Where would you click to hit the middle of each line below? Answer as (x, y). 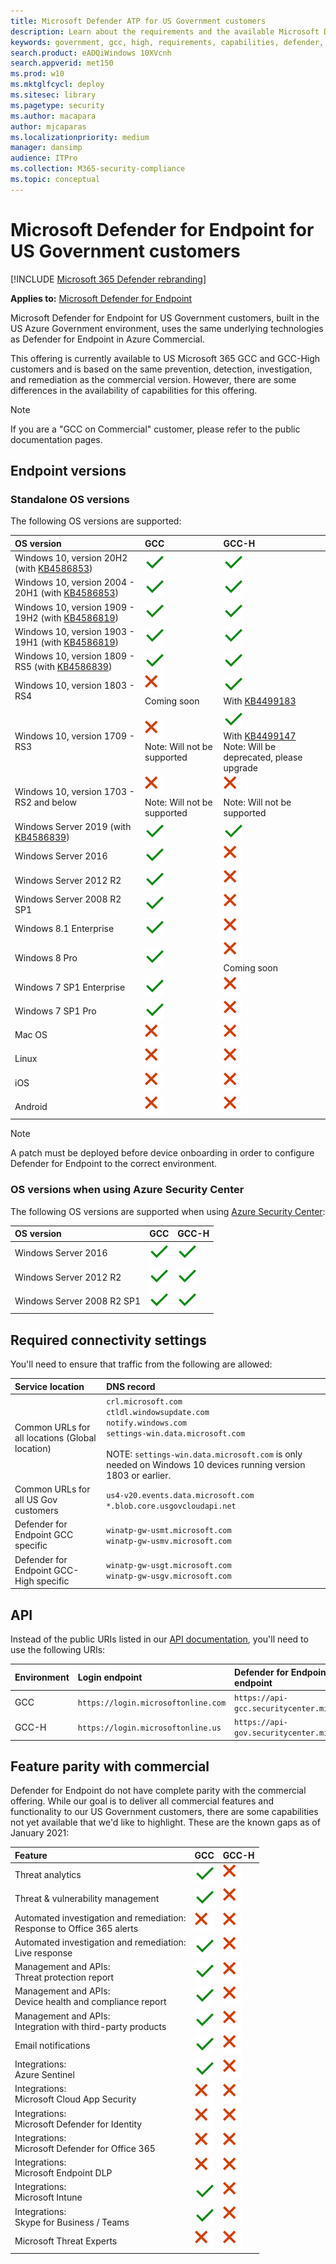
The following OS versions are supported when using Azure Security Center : (168, 1211)
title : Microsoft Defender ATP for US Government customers (138, 21)
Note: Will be (250, 746)
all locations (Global (55, 1438)
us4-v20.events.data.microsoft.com (180, 1495)
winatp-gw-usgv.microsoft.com (169, 1576)
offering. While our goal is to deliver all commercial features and (142, 1801)
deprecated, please (263, 757)
